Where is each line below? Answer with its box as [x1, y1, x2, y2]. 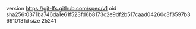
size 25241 [30, 17, 56, 24]
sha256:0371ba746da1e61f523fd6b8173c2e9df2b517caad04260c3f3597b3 [6, 11, 191, 18]
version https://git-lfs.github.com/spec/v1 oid [6, 5, 117, 12]
